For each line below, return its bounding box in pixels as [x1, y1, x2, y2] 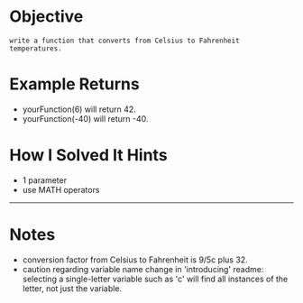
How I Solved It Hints [9, 145, 169, 166]
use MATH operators [22, 184, 100, 195]
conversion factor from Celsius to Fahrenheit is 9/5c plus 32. [22, 254, 248, 265]
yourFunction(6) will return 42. [22, 104, 137, 115]
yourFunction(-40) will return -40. [22, 113, 149, 124]
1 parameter [22, 174, 68, 186]
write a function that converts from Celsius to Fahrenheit [9, 36, 241, 45]
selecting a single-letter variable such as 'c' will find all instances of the [22, 273, 289, 284]
